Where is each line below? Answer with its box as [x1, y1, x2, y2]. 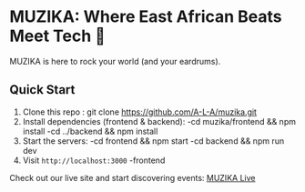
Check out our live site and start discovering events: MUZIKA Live [9, 172, 256, 183]
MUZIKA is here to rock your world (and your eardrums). [9, 56, 221, 66]
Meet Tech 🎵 [9, 25, 107, 46]
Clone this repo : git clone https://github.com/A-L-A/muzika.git [22, 106, 258, 117]
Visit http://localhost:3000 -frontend [22, 155, 166, 166]
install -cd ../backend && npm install [22, 126, 158, 136]
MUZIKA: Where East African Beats [9, 6, 282, 27]
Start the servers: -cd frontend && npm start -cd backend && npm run [22, 135, 285, 147]
